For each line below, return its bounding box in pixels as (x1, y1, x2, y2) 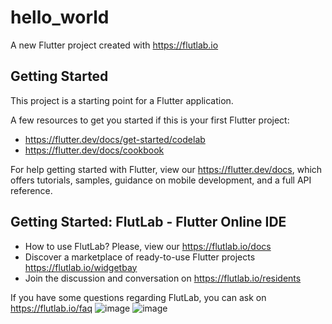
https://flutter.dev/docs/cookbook (24, 144, 165, 156)
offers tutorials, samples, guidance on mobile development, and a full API (10, 174, 312, 186)
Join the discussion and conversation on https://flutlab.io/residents (24, 272, 302, 284)
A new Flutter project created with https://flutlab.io (10, 39, 219, 51)
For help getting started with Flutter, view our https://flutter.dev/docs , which (10, 163, 323, 175)
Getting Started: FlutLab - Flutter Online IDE (10, 214, 287, 231)
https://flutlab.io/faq (10, 302, 93, 314)
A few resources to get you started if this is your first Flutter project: (10, 114, 290, 126)
